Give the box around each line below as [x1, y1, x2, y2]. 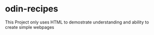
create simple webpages [5, 24, 54, 30]
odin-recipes [5, 3, 58, 14]
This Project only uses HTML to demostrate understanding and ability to [5, 19, 149, 25]
